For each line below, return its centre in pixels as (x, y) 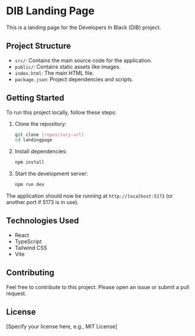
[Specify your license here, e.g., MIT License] (62, 326)
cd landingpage (33, 140)
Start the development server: (51, 174)
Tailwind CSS (31, 248)
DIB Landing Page (50, 11)
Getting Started (35, 98)
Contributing (30, 273)
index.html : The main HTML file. (54, 73)
